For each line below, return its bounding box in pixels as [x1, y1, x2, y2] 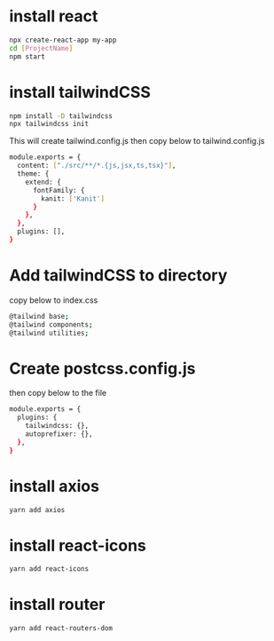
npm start [9, 51, 46, 61]
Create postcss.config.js [9, 358, 196, 378]
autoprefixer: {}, [25, 430, 93, 439]
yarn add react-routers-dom [9, 624, 114, 633]
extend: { [25, 178, 62, 186]
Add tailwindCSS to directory [9, 265, 228, 286]
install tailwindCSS [9, 82, 151, 102]
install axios [9, 476, 100, 496]
